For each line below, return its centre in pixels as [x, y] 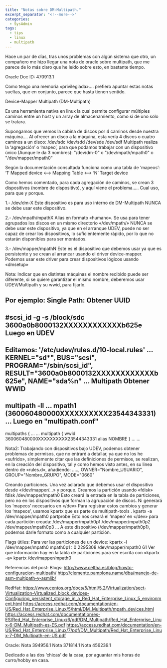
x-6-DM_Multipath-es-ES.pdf [35, 625]
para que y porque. [25, 193]
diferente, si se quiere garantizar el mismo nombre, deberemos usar [75, 279]
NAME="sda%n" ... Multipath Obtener [89, 381]
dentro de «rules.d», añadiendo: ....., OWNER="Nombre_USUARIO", [74, 469]
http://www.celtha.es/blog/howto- [98, 567]
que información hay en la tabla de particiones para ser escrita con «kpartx [83, 552]
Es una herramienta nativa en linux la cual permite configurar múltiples [78, 111]
